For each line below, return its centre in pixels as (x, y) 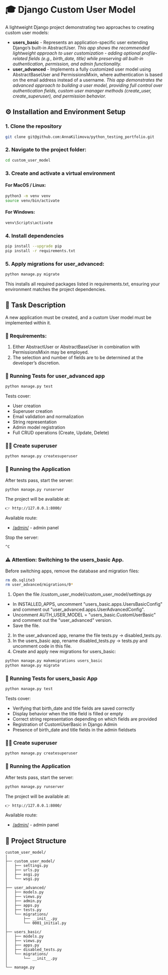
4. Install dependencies (35, 235)
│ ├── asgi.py (22, 874)
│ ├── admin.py (23, 901)
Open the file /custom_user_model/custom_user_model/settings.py (82, 595)
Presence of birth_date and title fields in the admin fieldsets (74, 730)
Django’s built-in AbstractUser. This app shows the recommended (81, 47)
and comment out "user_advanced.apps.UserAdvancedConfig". (79, 610)
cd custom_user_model (28, 160)
